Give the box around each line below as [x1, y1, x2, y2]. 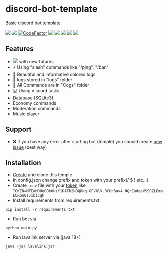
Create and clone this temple [12, 172, 73, 178]
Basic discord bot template [5, 20, 61, 26]
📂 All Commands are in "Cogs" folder [12, 82, 89, 88]
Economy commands [12, 100, 57, 106]
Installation [5, 158, 41, 167]
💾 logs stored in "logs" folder [12, 76, 73, 83]
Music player [12, 111, 40, 117]
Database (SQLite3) [12, 95, 54, 101]
